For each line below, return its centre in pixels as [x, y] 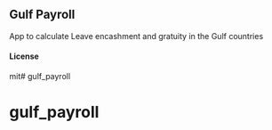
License [24, 56]
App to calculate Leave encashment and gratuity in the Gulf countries [136, 36]
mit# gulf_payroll [40, 77]
